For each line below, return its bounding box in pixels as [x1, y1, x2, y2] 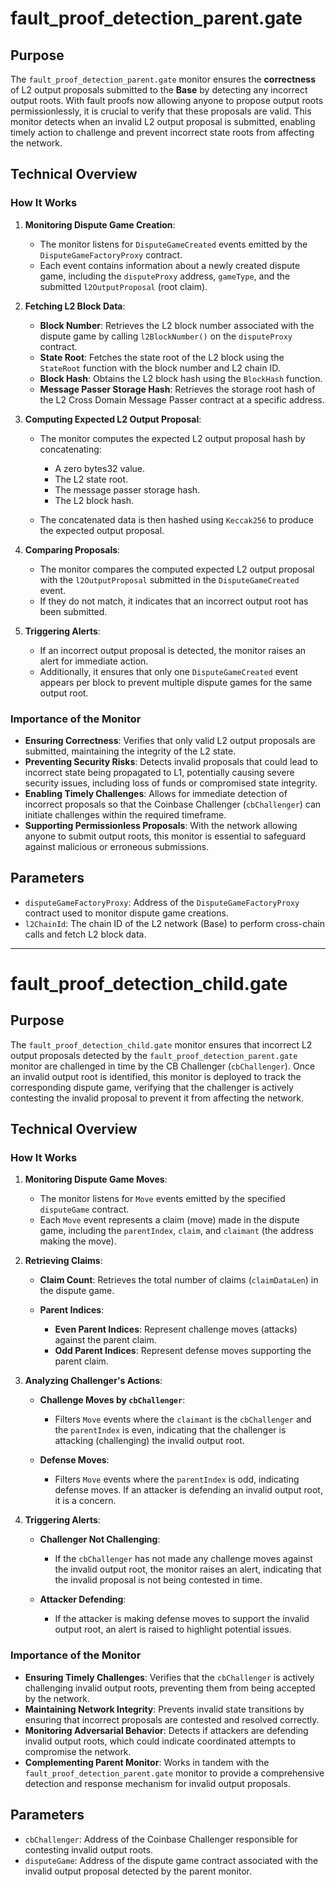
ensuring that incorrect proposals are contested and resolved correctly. [24, 1713, 320, 1726]
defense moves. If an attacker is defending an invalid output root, [54, 1484, 323, 1496]
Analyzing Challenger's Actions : [24, 1375, 163, 1387]
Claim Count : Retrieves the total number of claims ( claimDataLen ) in [39, 1274, 319, 1286]
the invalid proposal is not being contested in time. [54, 1574, 263, 1586]
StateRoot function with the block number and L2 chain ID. [39, 362, 281, 374]
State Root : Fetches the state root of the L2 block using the [39, 351, 285, 363]
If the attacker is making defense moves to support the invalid [54, 1613, 310, 1625]
